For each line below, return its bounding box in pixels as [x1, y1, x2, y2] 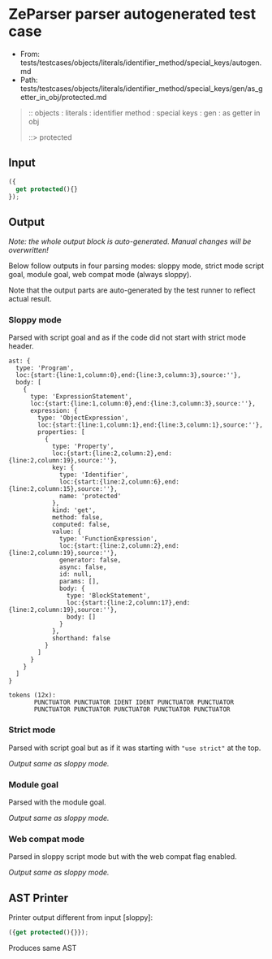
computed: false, [51, 521, 111, 529]
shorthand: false [51, 635, 111, 643]
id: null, [59, 571, 93, 579]
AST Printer [8, 891, 69, 905]
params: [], [59, 578, 100, 586]
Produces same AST [8, 944, 77, 953]
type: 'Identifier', [59, 471, 129, 479]
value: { [51, 527, 82, 536]
